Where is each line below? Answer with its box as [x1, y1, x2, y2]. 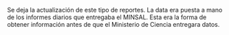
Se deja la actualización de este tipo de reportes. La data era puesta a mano [7, 6, 223, 14]
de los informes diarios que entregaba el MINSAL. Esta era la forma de [7, 13, 207, 21]
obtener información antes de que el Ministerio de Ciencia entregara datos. [7, 21, 220, 28]
